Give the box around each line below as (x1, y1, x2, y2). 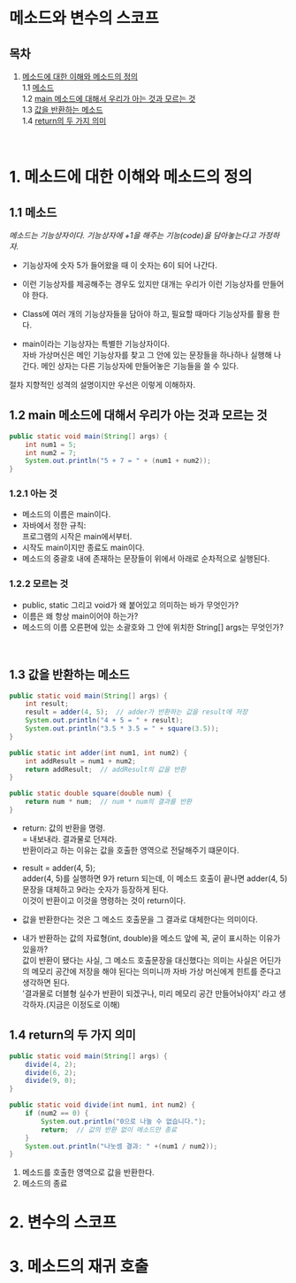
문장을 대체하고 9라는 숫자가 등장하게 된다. (21, 884, 170, 894)
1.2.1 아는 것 (9, 488, 57, 500)
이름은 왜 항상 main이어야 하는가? (21, 610, 139, 621)
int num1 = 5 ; (25, 440, 77, 449)
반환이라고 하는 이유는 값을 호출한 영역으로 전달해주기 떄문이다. (21, 845, 240, 855)
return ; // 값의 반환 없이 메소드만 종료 (41, 1125, 178, 1134)
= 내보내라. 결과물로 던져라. (21, 833, 118, 844)
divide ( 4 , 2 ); (25, 1060, 77, 1069)
